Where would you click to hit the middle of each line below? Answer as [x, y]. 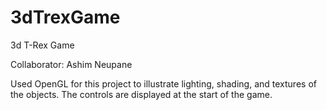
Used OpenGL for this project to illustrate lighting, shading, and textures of [163, 83]
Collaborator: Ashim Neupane [71, 64]
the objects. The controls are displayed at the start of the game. [141, 94]
